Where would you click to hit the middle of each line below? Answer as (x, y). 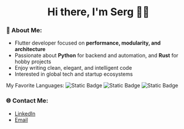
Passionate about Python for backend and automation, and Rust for (96, 56)
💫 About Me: (24, 30)
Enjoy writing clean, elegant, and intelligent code (73, 68)
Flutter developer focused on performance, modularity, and (88, 43)
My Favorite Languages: (35, 86)
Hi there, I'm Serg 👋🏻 (98, 12)
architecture (30, 49)
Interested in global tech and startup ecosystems (74, 74)
